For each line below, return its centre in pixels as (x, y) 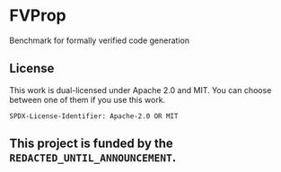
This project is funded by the (91, 144)
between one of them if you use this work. (88, 99)
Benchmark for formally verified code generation (100, 40)
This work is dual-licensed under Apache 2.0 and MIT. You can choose (140, 90)
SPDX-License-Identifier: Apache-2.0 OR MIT (94, 116)
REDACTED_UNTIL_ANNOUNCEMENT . (93, 158)
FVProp (38, 16)
